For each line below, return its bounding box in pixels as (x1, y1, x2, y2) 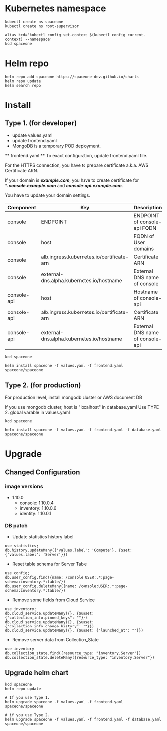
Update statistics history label (12, 533, 74, 540)
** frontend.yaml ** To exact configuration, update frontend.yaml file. (5, 152, 148, 158)
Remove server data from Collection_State (12, 636, 99, 642)
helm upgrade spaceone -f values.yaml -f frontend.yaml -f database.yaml (5, 717, 162, 722)
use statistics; (5, 543, 39, 548)
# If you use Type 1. (5, 695, 50, 700)
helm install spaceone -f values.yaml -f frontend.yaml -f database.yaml (5, 427, 162, 432)
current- (127, 32, 146, 37)
